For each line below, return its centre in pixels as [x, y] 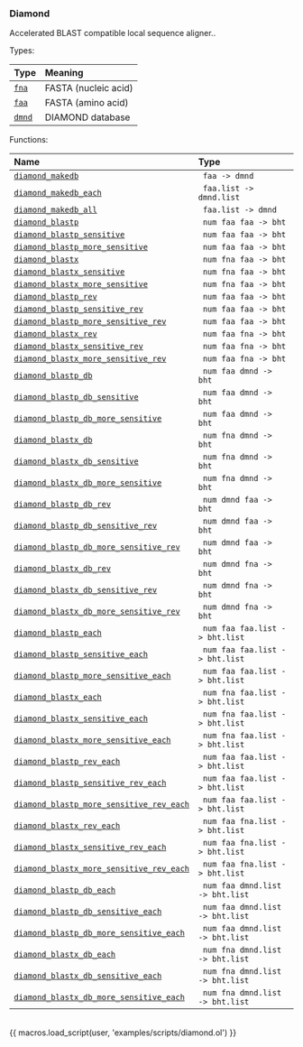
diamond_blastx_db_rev [62, 569]
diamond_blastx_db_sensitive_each [88, 976]
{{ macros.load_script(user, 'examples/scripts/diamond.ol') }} [123, 1033]
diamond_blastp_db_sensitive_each [88, 912]
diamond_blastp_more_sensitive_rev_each [101, 805]
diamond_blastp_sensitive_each [81, 654]
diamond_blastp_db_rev [62, 505]
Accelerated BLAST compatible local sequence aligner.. [113, 33]
